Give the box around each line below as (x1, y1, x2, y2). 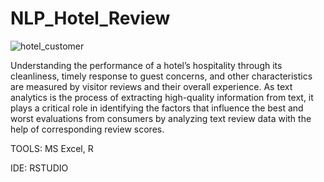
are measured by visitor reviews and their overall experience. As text (10, 80, 293, 92)
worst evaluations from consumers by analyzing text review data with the (10, 112, 312, 124)
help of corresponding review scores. (10, 123, 165, 135)
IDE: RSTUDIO (10, 162, 69, 174)
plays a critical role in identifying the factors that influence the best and (10, 102, 304, 114)
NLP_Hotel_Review (10, 7, 171, 30)
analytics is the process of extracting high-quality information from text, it (10, 91, 314, 103)
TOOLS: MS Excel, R (10, 142, 94, 154)
